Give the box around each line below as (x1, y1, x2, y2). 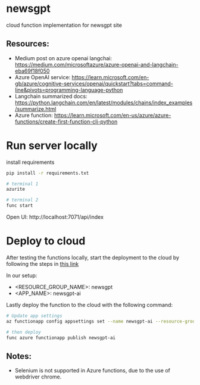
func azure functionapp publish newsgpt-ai (6, 334, 116, 341)
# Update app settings (6, 313, 62, 319)
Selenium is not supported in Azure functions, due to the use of (14, 367, 171, 374)
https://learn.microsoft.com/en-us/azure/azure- (54, 111, 171, 119)
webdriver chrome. (14, 373, 62, 380)
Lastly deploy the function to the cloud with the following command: (6, 302, 173, 308)
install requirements (6, 159, 55, 166)
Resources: (6, 39, 49, 49)
